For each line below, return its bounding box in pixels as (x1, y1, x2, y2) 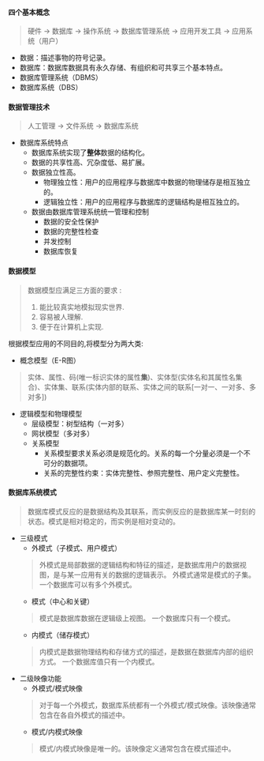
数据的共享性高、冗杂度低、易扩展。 (31, 158, 150, 168)
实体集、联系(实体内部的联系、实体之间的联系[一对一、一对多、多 (43, 382, 257, 391)
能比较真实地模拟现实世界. (39, 302, 125, 311)
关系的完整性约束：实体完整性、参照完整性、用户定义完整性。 (43, 468, 244, 477)
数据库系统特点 (19, 138, 69, 148)
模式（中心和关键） (31, 597, 95, 606)
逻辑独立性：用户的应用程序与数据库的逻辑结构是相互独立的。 (43, 198, 244, 207)
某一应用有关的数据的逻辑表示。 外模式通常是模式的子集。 (66, 570, 256, 579)
